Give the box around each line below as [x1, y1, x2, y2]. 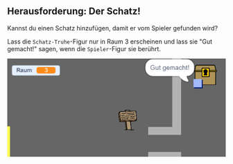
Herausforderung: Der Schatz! [7, 6, 141, 17]
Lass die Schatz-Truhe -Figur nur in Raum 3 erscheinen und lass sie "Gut [7, 37, 213, 46]
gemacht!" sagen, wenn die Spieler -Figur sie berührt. [7, 44, 162, 53]
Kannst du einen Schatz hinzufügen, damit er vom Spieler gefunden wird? [7, 24, 218, 32]
